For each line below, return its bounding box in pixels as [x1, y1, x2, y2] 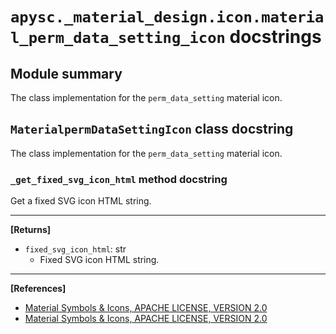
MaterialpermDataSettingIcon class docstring [10, 121, 294, 138]
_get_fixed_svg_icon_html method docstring [10, 172, 228, 186]
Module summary [10, 65, 123, 82]
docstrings [229, 26, 322, 48]
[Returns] [10, 224, 52, 236]
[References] [10, 283, 67, 295]
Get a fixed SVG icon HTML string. [10, 195, 152, 207]
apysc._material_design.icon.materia [10, 8, 325, 27]
